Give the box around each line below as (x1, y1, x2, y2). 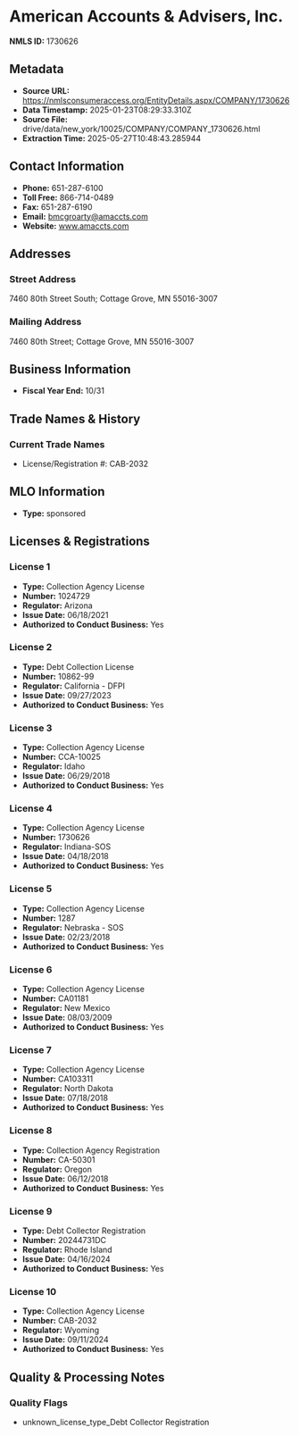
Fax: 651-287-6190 (21, 201, 93, 212)
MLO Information (9, 484, 105, 499)
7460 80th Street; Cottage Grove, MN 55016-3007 (9, 336, 195, 346)
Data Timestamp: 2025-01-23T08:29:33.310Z (21, 104, 192, 115)
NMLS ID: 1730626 (9, 36, 79, 46)
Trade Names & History (9, 411, 141, 426)
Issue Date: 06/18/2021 (21, 609, 109, 620)
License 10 (9, 1285, 57, 1298)
